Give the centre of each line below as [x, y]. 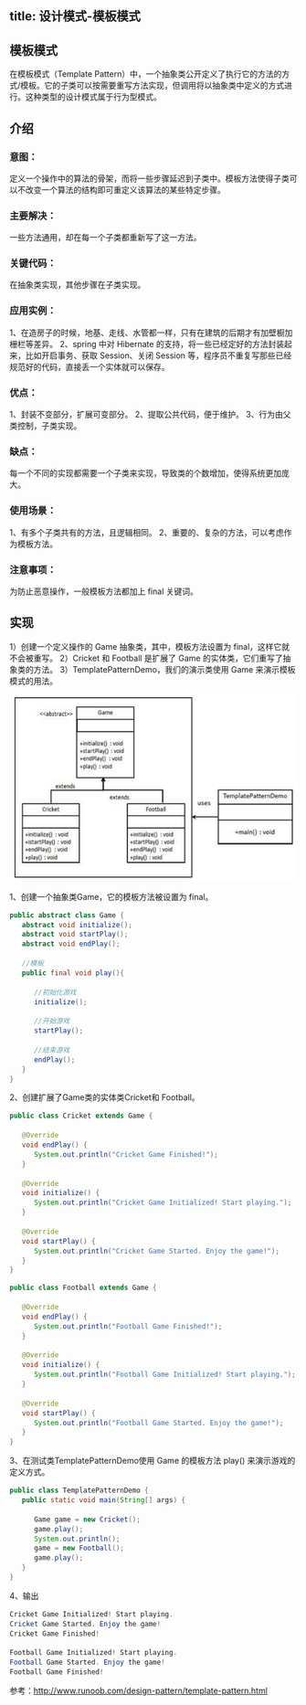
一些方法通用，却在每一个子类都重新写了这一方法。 [106, 238]
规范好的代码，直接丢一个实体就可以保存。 [90, 366]
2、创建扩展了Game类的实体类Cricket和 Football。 [105, 1097]
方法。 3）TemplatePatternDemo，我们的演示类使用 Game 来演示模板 [164, 669]
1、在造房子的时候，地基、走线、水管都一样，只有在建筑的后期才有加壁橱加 [151, 333]
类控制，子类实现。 [46, 426]
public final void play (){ [73, 973]
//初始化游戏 [55, 992]
